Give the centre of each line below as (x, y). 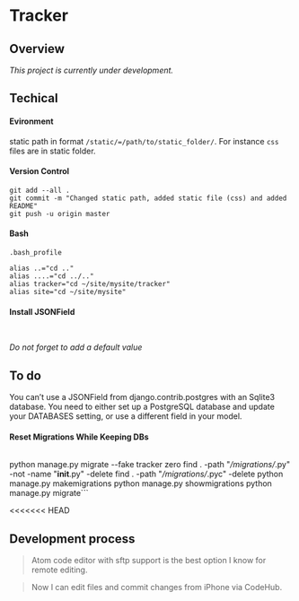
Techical (34, 98)
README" (24, 206)
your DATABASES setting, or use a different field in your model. (126, 416)
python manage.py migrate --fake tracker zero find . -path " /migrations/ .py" (149, 465)
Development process (72, 539)
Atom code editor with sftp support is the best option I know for (149, 561)
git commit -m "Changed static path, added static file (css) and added (148, 198)
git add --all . (40, 190)
